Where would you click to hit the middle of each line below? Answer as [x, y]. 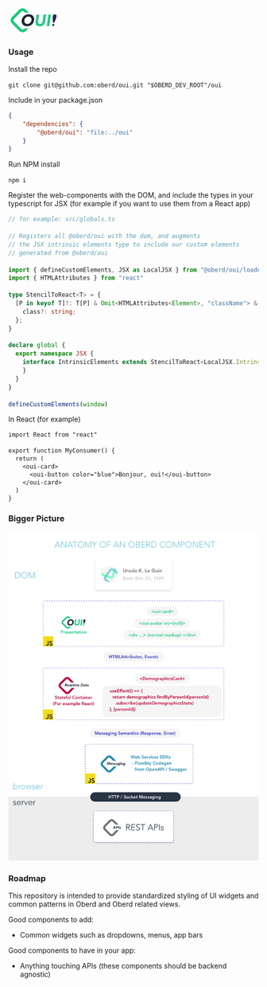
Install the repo [33, 69]
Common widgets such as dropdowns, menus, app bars [111, 935]
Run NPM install [34, 164]
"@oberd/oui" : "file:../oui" [85, 132]
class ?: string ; [50, 311]
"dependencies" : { [53, 124]
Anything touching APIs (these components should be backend [123, 966]
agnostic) [35, 974]
